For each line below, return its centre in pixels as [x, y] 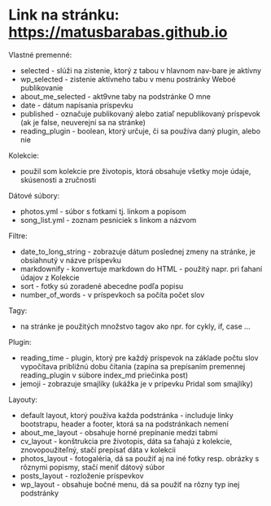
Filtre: [18, 236]
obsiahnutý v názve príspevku [71, 260]
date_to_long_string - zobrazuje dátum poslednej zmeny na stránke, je [138, 251]
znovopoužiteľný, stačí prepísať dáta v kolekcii [98, 450]
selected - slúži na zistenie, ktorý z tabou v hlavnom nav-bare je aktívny [141, 70]
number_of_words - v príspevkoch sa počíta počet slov [112, 294]
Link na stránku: [64, 15]
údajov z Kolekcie [50, 277]
